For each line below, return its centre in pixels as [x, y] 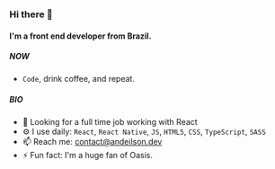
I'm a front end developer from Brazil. [80, 36]
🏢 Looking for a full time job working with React [110, 122]
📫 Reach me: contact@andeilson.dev [92, 142]
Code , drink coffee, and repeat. [78, 79]
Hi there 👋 [31, 14]
